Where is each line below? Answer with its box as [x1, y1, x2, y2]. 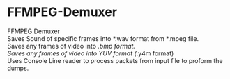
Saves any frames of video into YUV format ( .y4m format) [7, 49, 174, 58]
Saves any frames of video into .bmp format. [7, 42, 136, 50]
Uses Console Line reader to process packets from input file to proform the [7, 56, 223, 64]
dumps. [7, 64, 29, 72]
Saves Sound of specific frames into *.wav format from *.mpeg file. [7, 34, 199, 42]
